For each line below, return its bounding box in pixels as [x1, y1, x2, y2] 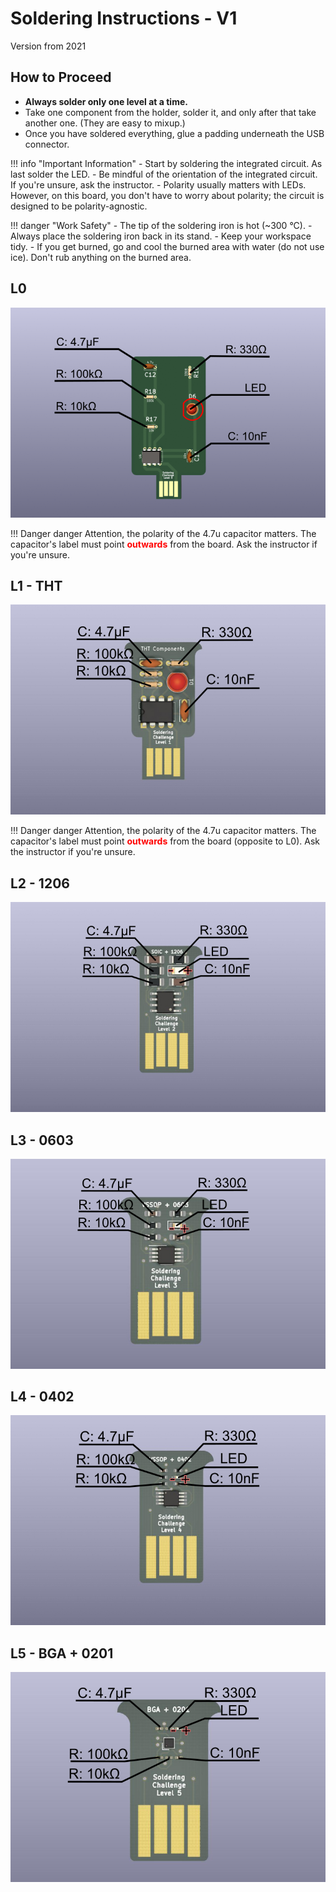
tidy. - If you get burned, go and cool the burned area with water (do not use [10, 240, 325, 252]
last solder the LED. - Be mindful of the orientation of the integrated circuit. [10, 168, 318, 180]
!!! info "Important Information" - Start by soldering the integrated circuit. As [10, 157, 323, 169]
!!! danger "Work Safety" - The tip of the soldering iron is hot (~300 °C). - [10, 219, 313, 231]
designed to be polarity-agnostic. [10, 200, 148, 212]
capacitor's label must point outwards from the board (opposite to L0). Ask [10, 835, 320, 847]
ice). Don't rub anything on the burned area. [10, 251, 192, 263]
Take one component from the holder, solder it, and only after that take [24, 106, 317, 118]
